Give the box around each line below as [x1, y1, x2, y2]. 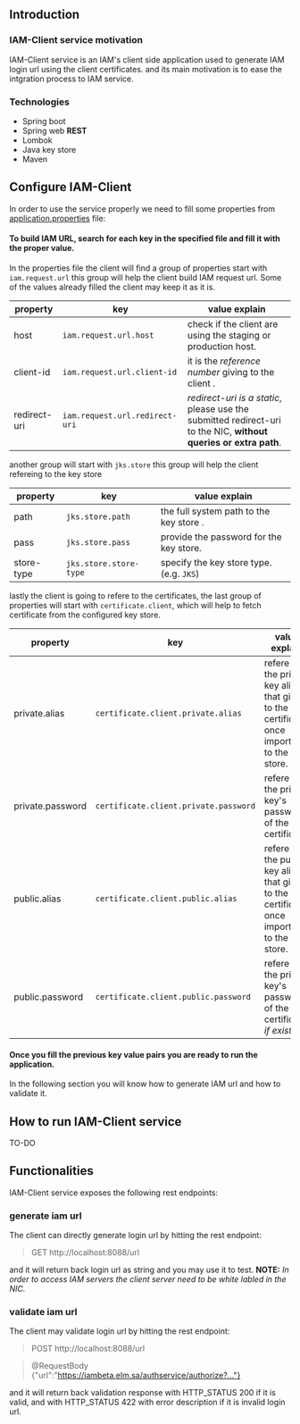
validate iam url [9, 1306, 78, 1319]
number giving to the [187, 366, 275, 378]
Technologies [9, 96, 70, 108]
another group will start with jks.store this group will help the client [9, 459, 259, 470]
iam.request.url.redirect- [62, 411, 177, 421]
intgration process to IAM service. [9, 73, 134, 84]
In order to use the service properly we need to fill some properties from [9, 203, 275, 214]
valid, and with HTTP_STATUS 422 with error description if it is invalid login [9, 1397, 286, 1408]
